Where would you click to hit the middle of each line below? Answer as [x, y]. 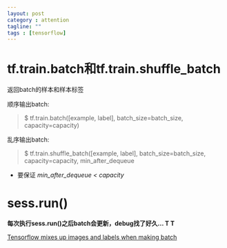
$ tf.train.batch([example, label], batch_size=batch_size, [103, 118]
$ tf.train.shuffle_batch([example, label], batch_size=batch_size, [115, 153]
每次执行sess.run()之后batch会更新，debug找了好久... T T [91, 223]
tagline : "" [24, 26]
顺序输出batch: [28, 104]
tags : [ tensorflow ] [37, 33]
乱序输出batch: [28, 140]
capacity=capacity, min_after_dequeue [79, 161]
